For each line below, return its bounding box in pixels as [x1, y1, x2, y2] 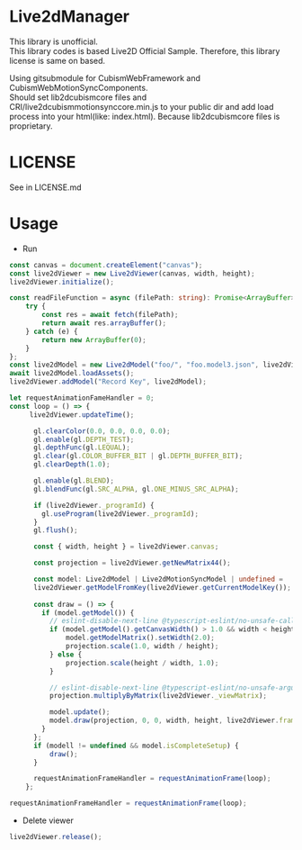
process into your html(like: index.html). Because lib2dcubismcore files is [9, 111, 280, 122]
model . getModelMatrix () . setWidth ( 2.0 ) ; [66, 633, 216, 643]
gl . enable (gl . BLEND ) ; [32, 476, 115, 485]
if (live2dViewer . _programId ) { [32, 501, 155, 510]
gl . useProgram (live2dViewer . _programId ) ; [41, 509, 200, 519]
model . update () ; [49, 708, 111, 717]
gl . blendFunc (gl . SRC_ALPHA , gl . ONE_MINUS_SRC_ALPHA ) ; [32, 484, 240, 493]
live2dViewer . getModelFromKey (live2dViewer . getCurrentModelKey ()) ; [32, 583, 292, 592]
